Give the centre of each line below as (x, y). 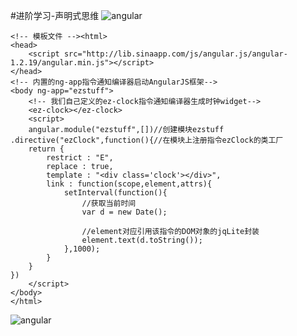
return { (46, 149)
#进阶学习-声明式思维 (55, 15)
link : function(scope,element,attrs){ (129, 184)
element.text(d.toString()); (142, 240)
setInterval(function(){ (115, 193)
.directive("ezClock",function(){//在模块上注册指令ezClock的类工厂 (147, 140)
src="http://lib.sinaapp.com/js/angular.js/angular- (175, 54)
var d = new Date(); (124, 212)
